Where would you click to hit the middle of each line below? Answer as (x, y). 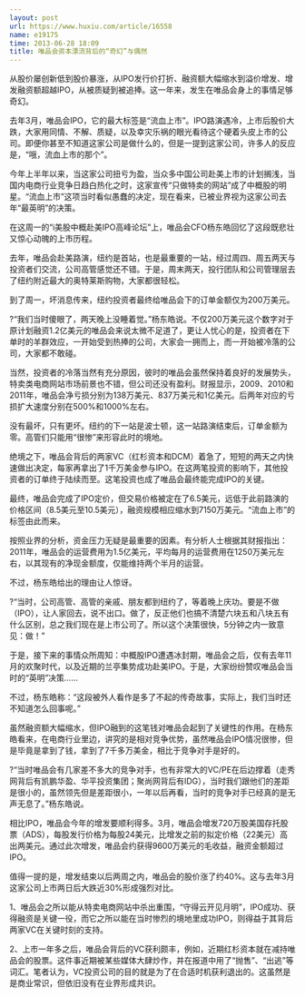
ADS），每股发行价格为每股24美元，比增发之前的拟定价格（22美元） (152, 834)
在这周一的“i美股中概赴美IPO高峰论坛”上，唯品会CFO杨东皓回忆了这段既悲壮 (152, 227)
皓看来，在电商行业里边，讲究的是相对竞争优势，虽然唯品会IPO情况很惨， (148, 739)
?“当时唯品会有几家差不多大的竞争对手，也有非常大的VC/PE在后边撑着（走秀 (152, 770)
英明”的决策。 (54, 208)
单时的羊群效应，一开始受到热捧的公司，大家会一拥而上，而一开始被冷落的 (148, 342)
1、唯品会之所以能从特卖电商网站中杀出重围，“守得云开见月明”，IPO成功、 (148, 907)
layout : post (34, 18)
